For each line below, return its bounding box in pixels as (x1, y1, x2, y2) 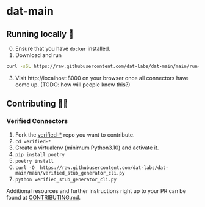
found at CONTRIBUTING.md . (6, 194, 81, 201)
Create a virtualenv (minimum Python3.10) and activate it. (15, 144, 159, 151)
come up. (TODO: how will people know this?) (15, 81, 131, 88)
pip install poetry (15, 151, 65, 157)
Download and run (15, 51, 62, 59)
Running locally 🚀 (6, 29, 74, 39)
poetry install (15, 158, 54, 164)
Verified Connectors (6, 117, 68, 126)
